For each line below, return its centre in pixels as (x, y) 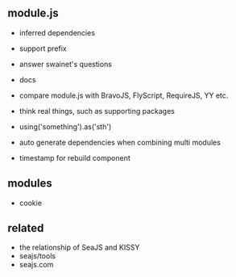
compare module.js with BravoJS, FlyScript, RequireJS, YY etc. (124, 95)
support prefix (43, 48)
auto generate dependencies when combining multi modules (120, 142)
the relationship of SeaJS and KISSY (79, 248)
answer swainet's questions (65, 64)
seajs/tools (37, 256)
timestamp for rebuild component (75, 157)
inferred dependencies (57, 32)
